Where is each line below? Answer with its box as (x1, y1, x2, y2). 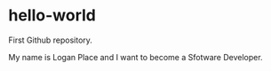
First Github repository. (8, 35, 92, 45)
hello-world (8, 5, 97, 26)
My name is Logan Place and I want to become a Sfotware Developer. (8, 51, 263, 62)
